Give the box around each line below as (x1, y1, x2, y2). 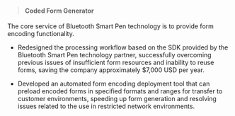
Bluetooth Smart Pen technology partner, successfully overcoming (17, 51, 212, 59)
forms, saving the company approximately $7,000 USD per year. (17, 66, 205, 74)
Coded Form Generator (24, 6, 94, 15)
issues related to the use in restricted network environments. (17, 102, 195, 110)
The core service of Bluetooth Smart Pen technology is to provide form (7, 22, 214, 30)
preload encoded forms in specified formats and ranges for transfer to (17, 87, 223, 95)
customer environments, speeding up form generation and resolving (17, 95, 217, 103)
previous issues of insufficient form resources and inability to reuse (17, 58, 214, 67)
